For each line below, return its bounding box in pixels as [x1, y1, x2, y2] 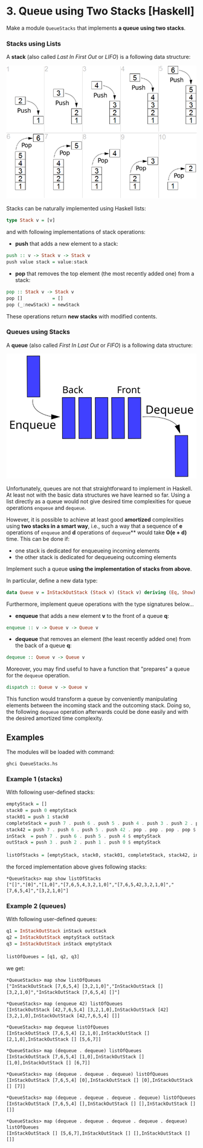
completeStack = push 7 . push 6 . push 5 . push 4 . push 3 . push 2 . [6, 820, 193, 826]
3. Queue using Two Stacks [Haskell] [6, 4, 195, 18]
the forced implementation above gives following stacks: [6, 863, 147, 871]
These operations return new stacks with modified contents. [6, 312, 158, 320]
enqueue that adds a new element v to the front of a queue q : [14, 612, 169, 619]
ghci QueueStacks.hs [6, 760, 59, 767]
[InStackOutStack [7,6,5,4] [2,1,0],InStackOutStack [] [6, 1030, 150, 1036]
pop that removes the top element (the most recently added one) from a [14, 270, 195, 277]
